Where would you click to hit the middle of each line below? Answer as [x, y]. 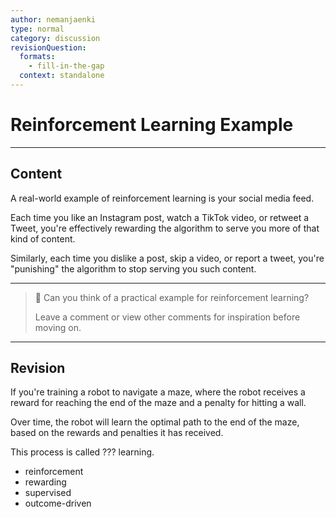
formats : [37, 57]
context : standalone [62, 76]
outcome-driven [58, 503]
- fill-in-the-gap [66, 66]
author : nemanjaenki [53, 19]
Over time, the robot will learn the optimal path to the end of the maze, [155, 422]
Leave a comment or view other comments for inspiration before [167, 317]
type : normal [37, 29]
